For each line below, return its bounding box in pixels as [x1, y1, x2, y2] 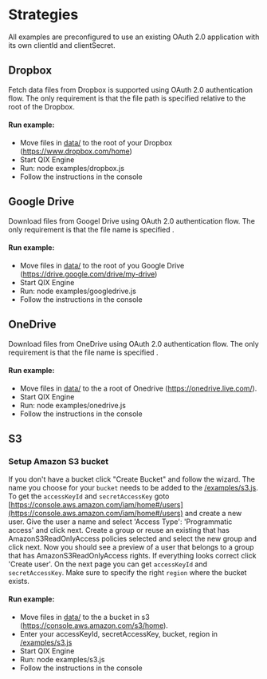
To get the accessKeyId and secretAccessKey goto [8, 491, 170, 501]
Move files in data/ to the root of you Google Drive [19, 260, 185, 270]
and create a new [184, 508, 242, 518]
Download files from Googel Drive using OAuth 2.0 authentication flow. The [8, 216, 255, 225]
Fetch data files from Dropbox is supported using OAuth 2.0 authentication [8, 85, 253, 94]
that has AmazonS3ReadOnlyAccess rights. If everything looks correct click [8, 550, 257, 560]
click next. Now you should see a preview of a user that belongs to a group [8, 542, 254, 552]
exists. [8, 576, 30, 586]
